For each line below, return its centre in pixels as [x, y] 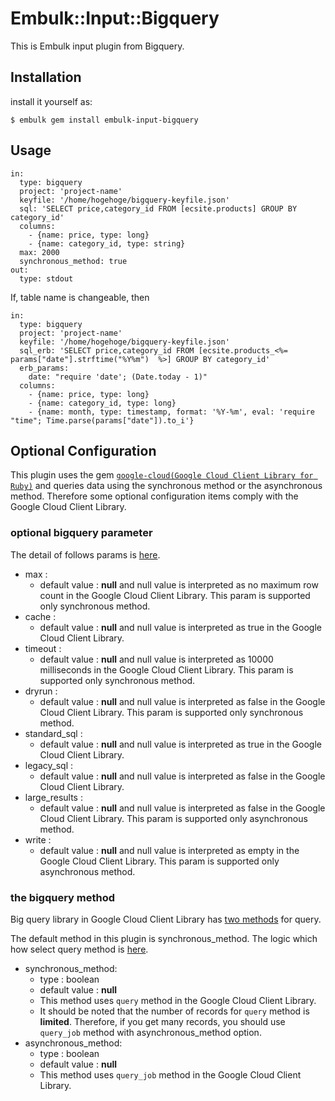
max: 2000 [39, 252]
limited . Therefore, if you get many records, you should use [162, 1021]
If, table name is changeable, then [80, 297]
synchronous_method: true [73, 261]
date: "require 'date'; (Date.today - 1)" [118, 377]
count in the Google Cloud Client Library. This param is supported [175, 595]
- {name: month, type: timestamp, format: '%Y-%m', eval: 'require [171, 412]
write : [38, 839]
